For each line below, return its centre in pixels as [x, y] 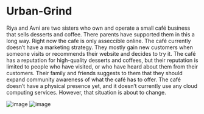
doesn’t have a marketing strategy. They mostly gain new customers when [100, 47]
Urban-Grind [39, 11]
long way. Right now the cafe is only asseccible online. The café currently [99, 41]
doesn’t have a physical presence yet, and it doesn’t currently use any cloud [102, 85]
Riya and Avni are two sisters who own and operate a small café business [98, 28]
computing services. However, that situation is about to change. [86, 92]
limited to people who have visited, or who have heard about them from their [102, 66]
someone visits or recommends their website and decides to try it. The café [101, 53]
